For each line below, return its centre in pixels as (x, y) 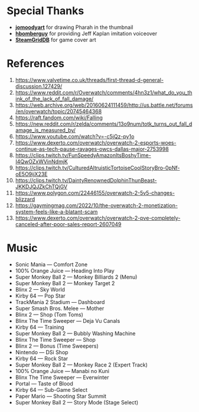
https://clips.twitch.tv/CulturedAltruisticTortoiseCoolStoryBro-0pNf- (97, 168)
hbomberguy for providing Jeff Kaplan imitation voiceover (86, 33)
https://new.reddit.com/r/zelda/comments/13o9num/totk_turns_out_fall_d (104, 124)
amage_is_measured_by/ (45, 130)
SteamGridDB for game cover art (56, 40)
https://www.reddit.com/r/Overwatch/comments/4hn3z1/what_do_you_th (104, 92)
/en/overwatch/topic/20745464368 (58, 111)
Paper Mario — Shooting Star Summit (61, 396)
